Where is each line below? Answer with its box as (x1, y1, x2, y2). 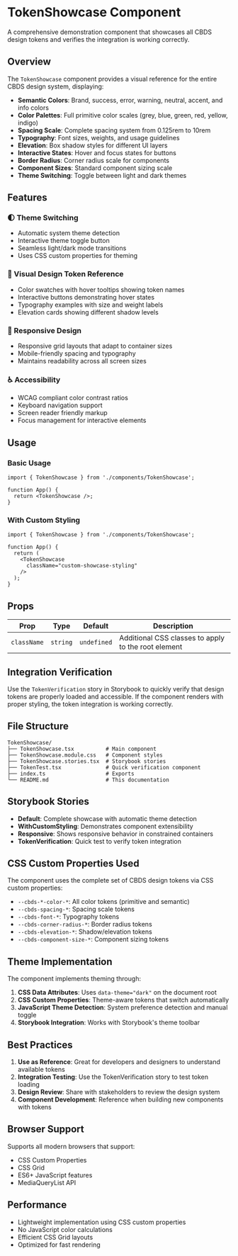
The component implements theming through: (7, 975, 142, 983)
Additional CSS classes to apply (119, 633, 225, 643)
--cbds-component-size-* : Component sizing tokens (17, 935, 169, 944)
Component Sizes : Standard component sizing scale (17, 164, 173, 172)
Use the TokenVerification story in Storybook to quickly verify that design (7, 684, 225, 693)
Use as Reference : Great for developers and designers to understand (17, 1058, 221, 1066)
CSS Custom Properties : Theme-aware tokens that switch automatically (17, 996, 229, 1005)
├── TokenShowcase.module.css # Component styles (7, 752, 163, 759)
